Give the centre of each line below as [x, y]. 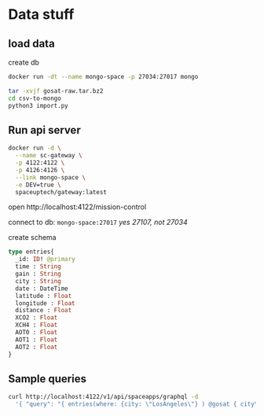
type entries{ [31, 252]
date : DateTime [42, 289]
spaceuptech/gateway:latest [61, 192]
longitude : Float [46, 303]
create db [24, 62]
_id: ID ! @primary [46, 260]
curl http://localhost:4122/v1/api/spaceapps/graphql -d [103, 397]
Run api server [44, 130]
